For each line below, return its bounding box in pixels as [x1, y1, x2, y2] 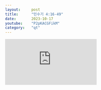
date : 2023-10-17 [5, 16, 54, 21]
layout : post [5, 7, 40, 12]
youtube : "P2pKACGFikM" [5, 21, 60, 26]
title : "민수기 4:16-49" [5, 12, 63, 17]
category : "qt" [5, 25, 40, 30]
